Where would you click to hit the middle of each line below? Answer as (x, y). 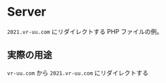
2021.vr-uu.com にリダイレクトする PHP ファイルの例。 (85, 31)
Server (27, 12)
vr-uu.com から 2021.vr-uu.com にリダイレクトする (78, 73)
